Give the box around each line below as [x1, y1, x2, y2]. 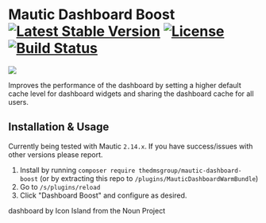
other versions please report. [8, 149, 103, 160]
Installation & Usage [8, 121, 110, 134]
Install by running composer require [19, 165, 136, 175]
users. [8, 97, 29, 106]
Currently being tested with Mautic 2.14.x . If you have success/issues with [8, 141, 253, 151]
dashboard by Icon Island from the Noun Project [8, 206, 165, 215]
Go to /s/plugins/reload [19, 182, 101, 191]
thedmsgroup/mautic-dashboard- [138, 167, 242, 175]
